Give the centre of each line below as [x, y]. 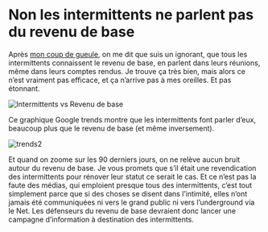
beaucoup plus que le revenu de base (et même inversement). [111, 128]
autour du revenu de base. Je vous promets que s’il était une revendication [132, 168]
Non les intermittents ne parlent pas [131, 15]
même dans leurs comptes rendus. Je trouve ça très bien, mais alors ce [127, 71]
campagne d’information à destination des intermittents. [101, 219]
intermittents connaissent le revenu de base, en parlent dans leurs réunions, [134, 63]
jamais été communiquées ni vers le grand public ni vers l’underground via [132, 202]
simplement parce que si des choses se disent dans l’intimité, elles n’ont [128, 193]
